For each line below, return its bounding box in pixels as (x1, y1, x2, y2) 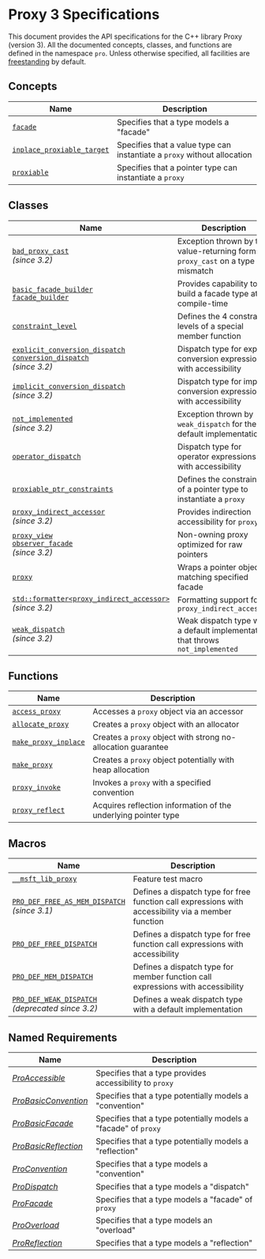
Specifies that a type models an (95, 1215, 213, 1226)
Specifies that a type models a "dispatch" (95, 1182, 250, 1192)
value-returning (177, 245, 237, 256)
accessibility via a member (132, 907, 232, 918)
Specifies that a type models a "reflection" (95, 1238, 253, 1248)
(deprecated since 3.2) (12, 1003, 99, 1014)
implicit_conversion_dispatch (12, 382, 126, 390)
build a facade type (177, 288, 249, 299)
